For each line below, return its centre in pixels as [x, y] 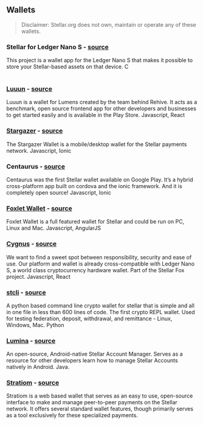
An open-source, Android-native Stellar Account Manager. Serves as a [95, 354]
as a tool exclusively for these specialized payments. [72, 415]
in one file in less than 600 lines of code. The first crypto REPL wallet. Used [101, 312]
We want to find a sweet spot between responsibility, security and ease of [99, 257]
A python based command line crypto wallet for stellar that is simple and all [100, 305]
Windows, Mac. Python [36, 325]
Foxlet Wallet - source [39, 208]
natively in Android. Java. [38, 367]
